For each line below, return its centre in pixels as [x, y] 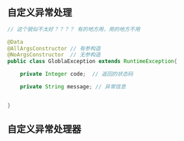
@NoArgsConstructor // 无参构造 [54, 55]
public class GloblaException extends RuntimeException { [92, 62]
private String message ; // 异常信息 [73, 87]
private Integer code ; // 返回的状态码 [77, 74]
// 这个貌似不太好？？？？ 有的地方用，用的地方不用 [74, 29]
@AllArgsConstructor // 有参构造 [54, 48]
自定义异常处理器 [44, 129]
